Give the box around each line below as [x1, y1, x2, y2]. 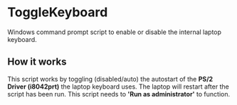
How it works [7, 56, 67, 68]
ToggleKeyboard [7, 4, 108, 21]
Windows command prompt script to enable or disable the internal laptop [7, 28, 222, 36]
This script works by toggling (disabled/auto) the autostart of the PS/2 [7, 74, 214, 83]
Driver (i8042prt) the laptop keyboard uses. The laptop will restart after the [7, 82, 229, 91]
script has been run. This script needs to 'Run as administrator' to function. [7, 89, 230, 98]
